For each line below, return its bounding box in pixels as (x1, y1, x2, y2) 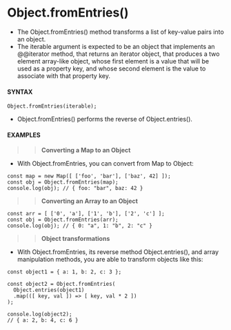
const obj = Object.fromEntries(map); (7, 179, 119, 186)
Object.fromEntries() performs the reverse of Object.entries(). (17, 115, 193, 124)
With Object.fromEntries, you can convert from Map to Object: (17, 159, 194, 168)
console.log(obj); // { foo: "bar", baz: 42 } (7, 185, 143, 192)
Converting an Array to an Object (41, 197, 138, 205)
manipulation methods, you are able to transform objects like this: (17, 255, 203, 264)
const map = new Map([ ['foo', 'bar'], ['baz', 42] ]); (7, 173, 171, 180)
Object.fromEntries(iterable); (7, 103, 97, 110)
